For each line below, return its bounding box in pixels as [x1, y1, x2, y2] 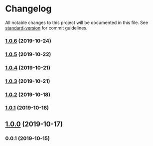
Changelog [5, 3, 52, 14]
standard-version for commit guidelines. [5, 24, 88, 30]
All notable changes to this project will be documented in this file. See [5, 19, 149, 25]
